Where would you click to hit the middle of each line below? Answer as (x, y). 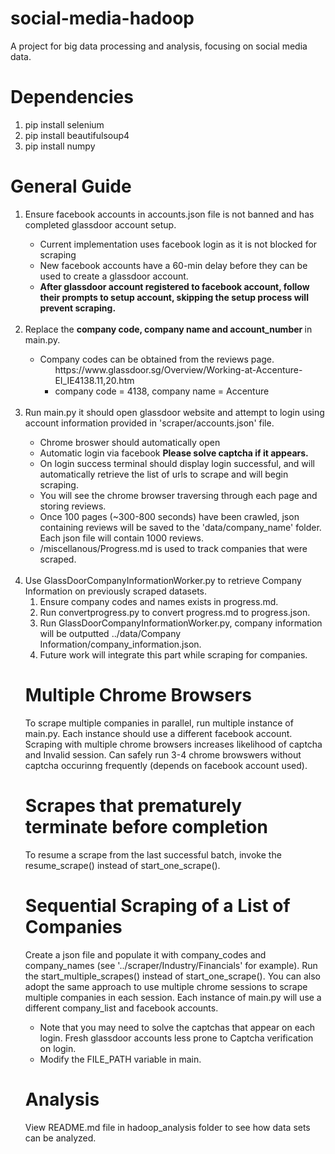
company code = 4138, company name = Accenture (162, 391)
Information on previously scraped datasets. (115, 591)
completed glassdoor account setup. (100, 224)
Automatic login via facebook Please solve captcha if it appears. (174, 453)
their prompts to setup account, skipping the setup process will (174, 297)
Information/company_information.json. (120, 644)
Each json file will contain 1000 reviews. (121, 538)
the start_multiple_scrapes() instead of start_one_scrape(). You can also (172, 976)
